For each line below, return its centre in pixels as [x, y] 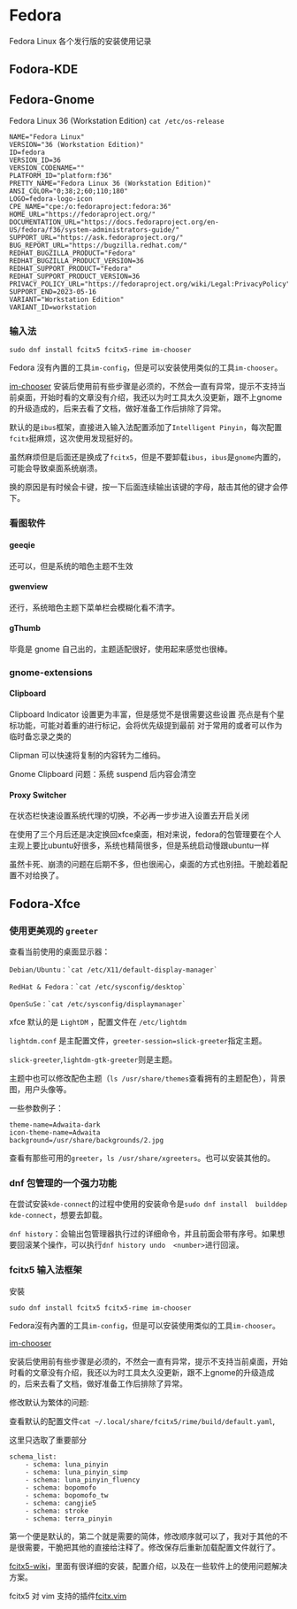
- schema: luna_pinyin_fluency [83, 1480]
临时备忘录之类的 [40, 736]
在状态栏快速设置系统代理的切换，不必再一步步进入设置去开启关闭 [129, 816]
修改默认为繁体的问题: [49, 1402]
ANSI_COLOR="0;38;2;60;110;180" [69, 191]
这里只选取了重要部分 [48, 1440]
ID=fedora [27, 153]
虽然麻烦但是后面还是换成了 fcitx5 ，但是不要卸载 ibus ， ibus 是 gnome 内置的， [148, 458]
